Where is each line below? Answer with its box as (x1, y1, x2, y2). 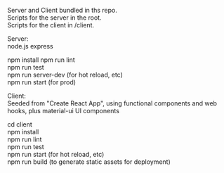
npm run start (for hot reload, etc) (7, 150, 105, 158)
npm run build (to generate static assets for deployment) (7, 158, 171, 166)
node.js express (7, 42, 54, 50)
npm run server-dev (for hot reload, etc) (7, 70, 123, 79)
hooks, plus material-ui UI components (7, 107, 119, 115)
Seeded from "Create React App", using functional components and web (7, 99, 218, 108)
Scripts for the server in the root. (7, 13, 102, 22)
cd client (7, 120, 33, 129)
